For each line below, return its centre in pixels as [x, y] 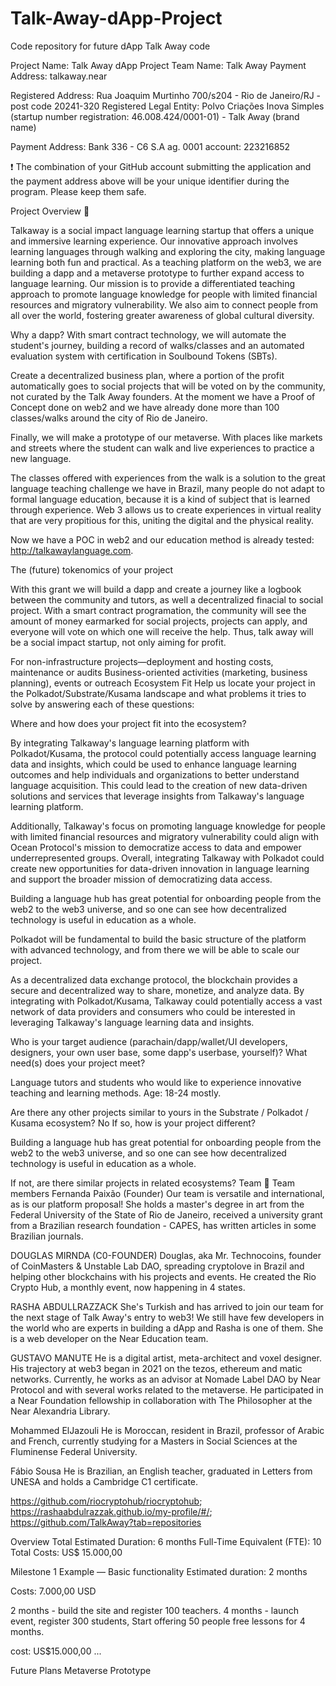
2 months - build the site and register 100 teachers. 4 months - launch [154, 1610]
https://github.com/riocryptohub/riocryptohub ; [106, 1501]
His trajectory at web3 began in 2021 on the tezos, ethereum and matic [156, 1368]
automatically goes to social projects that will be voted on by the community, [168, 386]
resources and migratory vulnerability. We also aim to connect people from [164, 304]
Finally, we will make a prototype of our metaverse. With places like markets [166, 437]
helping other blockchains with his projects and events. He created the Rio [163, 1276]
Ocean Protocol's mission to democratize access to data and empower [156, 847]
